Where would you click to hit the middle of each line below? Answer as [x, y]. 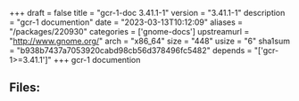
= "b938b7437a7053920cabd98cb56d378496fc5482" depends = [131, 50]
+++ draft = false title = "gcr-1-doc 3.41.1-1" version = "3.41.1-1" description [147, 13]
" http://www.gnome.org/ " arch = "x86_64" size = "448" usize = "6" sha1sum [149, 41]
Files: [25, 88]
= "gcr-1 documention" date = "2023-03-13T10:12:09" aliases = [126, 22]
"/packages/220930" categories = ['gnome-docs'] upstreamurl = [129, 31]
